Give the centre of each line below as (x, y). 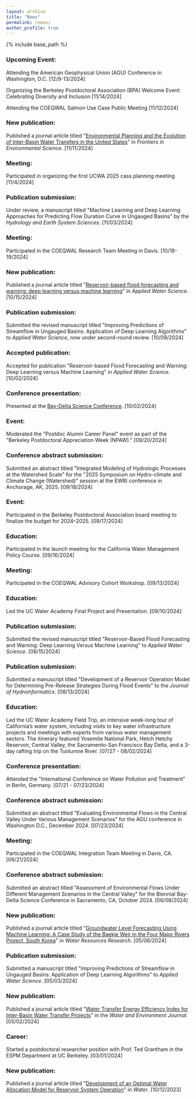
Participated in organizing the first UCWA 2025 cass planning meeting (91, 176)
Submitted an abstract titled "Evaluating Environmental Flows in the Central (97, 813)
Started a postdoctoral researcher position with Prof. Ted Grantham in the (94, 1049)
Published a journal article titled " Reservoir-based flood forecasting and (92, 285)
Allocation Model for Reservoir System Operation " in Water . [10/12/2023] (94, 1090)
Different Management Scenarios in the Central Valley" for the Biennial (91, 894)
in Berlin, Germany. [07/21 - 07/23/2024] (55, 785)
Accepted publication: (38, 353)
